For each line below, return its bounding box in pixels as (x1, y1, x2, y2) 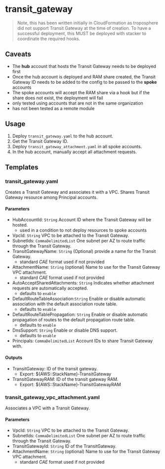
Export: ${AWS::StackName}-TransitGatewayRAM (19, 381, 121, 387)
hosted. (12, 222, 28, 228)
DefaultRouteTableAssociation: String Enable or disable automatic (12, 296, 146, 302)
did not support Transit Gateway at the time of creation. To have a (17, 25, 151, 31)
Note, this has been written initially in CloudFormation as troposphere (17, 20, 159, 26)
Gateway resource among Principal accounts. (5, 194, 98, 200)
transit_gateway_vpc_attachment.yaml (5, 394, 100, 401)
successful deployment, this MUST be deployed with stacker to (17, 30, 147, 36)
